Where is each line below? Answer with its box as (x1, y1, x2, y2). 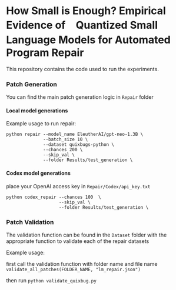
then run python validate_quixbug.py (6, 276, 97, 284)
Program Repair (6, 46, 84, 59)
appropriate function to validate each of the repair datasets (6, 237, 150, 245)
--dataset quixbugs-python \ (43, 142, 115, 148)
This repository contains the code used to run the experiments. (6, 65, 159, 72)
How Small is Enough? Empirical (6, 4, 166, 18)
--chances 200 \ (43, 147, 83, 153)
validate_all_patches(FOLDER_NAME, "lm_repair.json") (6, 266, 141, 272)
